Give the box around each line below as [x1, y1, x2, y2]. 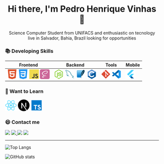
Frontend [19, 62, 38, 68]
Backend [66, 62, 84, 68]
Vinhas [126, 3, 157, 15]
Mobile [125, 62, 140, 68]
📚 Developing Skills [5, 47, 54, 54]
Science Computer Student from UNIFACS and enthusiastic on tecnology [9, 30, 155, 36]
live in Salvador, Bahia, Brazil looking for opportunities [27, 35, 137, 41]
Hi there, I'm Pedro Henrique [7, 3, 125, 15]
